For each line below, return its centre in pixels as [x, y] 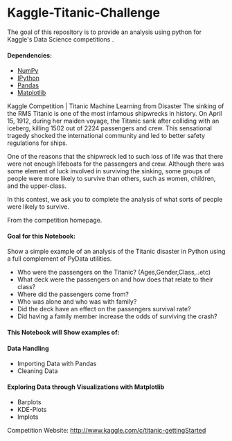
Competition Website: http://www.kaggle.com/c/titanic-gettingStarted [107, 431]
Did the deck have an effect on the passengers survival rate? [104, 309]
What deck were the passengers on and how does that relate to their [115, 279]
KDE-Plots [32, 410]
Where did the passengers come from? [73, 294]
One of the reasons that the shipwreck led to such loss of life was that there [115, 157]
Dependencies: [30, 55]
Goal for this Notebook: [42, 236]
